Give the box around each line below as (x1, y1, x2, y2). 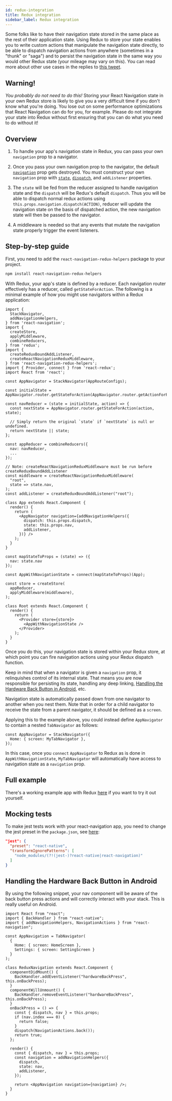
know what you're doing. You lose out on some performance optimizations (5, 103, 163, 109)
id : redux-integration (5, 7, 54, 13)
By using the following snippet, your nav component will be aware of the (5, 890, 158, 897)
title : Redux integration (5, 12, 60, 17)
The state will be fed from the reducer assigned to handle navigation (12, 184, 158, 191)
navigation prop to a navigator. (12, 154, 78, 160)
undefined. (5, 423, 29, 429)
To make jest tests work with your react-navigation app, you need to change (5, 823, 166, 830)
